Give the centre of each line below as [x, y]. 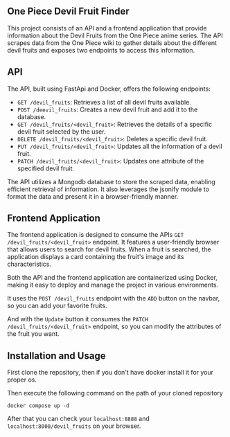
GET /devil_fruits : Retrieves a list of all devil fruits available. [104, 102]
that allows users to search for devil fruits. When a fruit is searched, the [109, 249]
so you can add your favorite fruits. [57, 306]
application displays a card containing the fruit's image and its [96, 257]
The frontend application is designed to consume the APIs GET [96, 235]
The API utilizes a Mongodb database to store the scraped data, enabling [112, 181]
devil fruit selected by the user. [61, 132]
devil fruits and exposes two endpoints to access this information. [101, 50]
